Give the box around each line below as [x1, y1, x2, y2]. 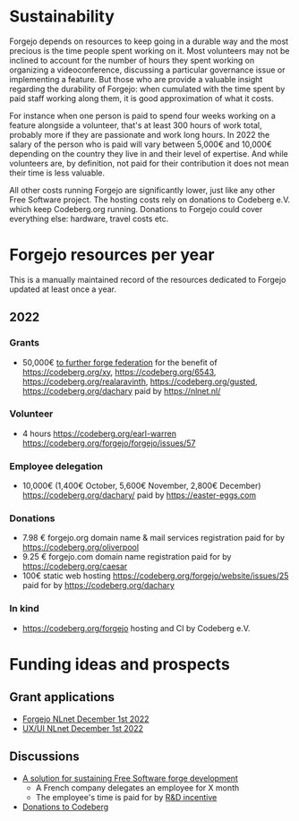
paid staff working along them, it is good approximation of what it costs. [9, 92, 275, 104]
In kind [9, 603, 40, 615]
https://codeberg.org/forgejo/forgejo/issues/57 [21, 437, 196, 449]
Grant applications [9, 689, 115, 705]
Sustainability [9, 6, 115, 27]
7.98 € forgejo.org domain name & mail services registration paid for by [21, 533, 285, 543]
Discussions [9, 749, 80, 765]
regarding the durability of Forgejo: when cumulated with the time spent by [9, 83, 286, 94]
